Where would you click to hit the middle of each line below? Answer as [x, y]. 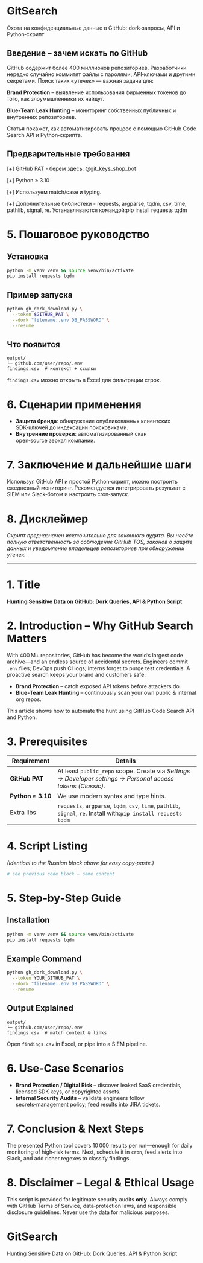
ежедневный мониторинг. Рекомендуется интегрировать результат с [96, 488]
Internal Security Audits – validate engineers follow [80, 1098]
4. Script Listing [47, 846]
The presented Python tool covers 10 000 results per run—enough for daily [100, 1145]
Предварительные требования [68, 154]
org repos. [28, 699]
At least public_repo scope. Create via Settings [124, 771]
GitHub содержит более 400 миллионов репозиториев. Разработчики [97, 68]
